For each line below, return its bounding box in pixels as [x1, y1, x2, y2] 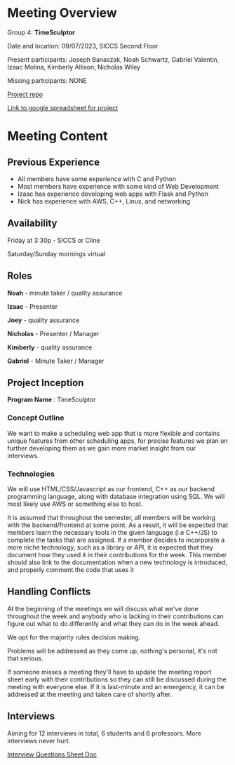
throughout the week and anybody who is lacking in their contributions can [7, 612, 224, 620]
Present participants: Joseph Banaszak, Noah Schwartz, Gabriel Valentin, [7, 55, 220, 64]
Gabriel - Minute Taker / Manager [7, 357, 105, 365]
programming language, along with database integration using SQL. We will [7, 492, 225, 500]
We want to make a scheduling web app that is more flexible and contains [7, 429, 220, 437]
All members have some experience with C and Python [17, 174, 177, 183]
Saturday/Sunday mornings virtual [7, 249, 106, 258]
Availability [7, 218, 58, 229]
